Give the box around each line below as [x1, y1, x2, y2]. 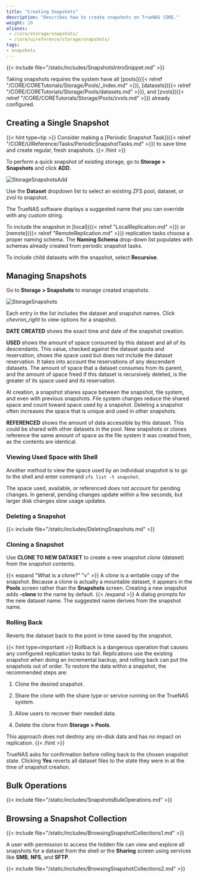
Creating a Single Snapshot [6, 118, 109, 128]
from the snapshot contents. [6, 561, 75, 568]
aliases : [6, 25, 28, 32]
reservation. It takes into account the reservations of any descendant [6, 358, 175, 365]
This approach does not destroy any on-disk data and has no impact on [6, 733, 181, 740]
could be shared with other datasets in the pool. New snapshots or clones [6, 425, 187, 432]
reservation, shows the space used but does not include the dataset [6, 352, 173, 359]
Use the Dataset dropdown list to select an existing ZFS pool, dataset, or [6, 187, 184, 194]
